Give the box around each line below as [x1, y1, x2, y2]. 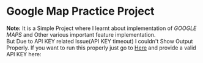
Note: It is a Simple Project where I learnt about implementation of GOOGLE [6, 24, 197, 32]
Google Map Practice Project [6, 4, 155, 18]
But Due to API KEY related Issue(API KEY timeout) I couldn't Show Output [6, 37, 193, 45]
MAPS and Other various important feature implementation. [6, 31, 156, 38]
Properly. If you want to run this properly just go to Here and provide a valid [6, 44, 197, 51]
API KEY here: [6, 50, 42, 57]
